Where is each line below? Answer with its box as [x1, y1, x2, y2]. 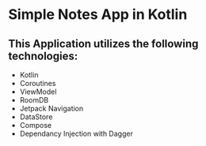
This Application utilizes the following [8, 37, 199, 51]
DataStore [19, 112, 53, 122]
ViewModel [19, 87, 57, 96]
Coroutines [19, 79, 56, 88]
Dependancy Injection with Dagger [19, 129, 133, 138]
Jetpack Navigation [19, 104, 84, 113]
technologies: [8, 49, 78, 62]
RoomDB [19, 95, 49, 104]
